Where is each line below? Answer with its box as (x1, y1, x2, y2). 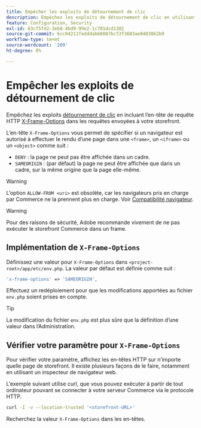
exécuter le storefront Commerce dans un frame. (6, 225, 127, 232)
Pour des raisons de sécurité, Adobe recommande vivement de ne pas (6, 219, 181, 226)
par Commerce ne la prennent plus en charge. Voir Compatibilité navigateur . (6, 195, 194, 203)
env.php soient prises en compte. (6, 294, 88, 301)
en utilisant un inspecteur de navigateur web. (6, 369, 118, 376)
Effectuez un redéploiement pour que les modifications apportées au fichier (6, 287, 193, 294)
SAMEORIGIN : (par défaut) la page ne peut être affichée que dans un (14, 160, 181, 167)
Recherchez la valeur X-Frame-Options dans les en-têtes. (6, 415, 145, 423)
